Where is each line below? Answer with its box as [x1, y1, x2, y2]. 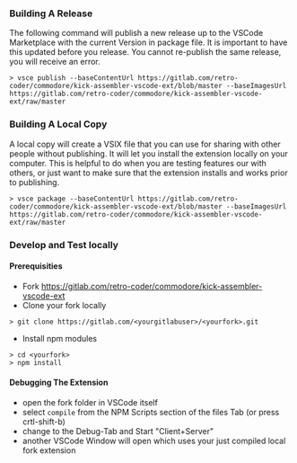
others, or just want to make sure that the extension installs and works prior [9, 167, 289, 178]
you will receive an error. [9, 57, 100, 67]
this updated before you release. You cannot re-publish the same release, [9, 47, 282, 58]
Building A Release [9, 7, 93, 20]
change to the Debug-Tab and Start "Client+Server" [22, 425, 214, 436]
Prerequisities [9, 261, 63, 272]
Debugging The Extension [9, 377, 109, 388]
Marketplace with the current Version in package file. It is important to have [9, 37, 288, 48]
